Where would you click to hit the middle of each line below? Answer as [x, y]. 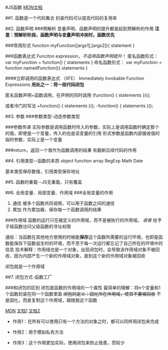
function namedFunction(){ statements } [46, 68]
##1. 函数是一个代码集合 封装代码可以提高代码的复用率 [61, 18]
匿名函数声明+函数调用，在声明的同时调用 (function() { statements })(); [78, 95]
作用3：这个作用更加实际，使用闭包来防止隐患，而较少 [68, 342]
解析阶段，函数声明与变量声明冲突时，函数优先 [66, 35]
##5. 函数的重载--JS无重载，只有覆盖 [44, 182]
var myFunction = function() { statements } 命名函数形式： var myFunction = [84, 62]
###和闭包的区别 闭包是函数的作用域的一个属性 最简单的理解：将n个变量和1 [83, 287]
